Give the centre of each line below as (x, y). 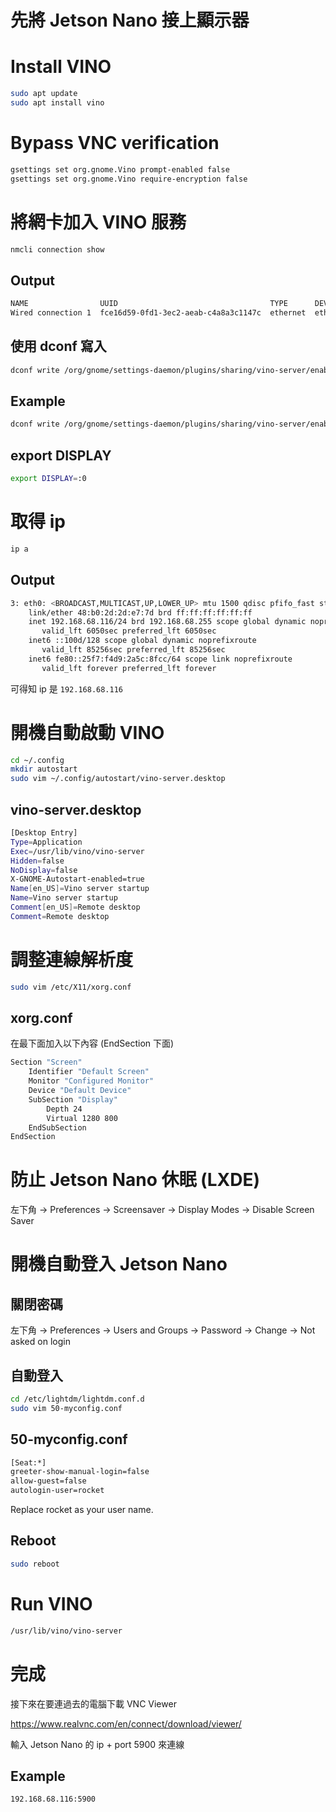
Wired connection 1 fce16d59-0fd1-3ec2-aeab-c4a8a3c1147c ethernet (158, 313)
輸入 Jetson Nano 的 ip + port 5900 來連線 (97, 1744)
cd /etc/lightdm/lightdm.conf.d (77, 1399)
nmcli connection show (57, 249)
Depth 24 (64, 1109)
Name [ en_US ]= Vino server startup (80, 889)
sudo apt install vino (57, 103)
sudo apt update (44, 94)
